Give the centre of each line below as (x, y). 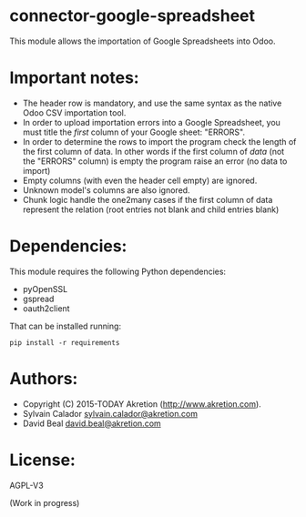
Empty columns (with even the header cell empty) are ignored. (140, 180)
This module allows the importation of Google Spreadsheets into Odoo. (143, 41)
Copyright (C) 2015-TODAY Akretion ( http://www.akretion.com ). (142, 404)
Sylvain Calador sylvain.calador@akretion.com (110, 413)
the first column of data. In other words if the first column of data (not (153, 151)
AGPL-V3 (26, 485)
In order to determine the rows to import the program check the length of (159, 141)
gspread (38, 299)
